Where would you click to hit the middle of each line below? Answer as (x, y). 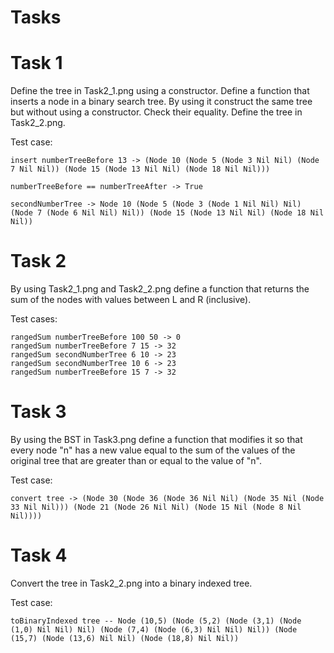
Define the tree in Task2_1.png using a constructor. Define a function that (160, 91)
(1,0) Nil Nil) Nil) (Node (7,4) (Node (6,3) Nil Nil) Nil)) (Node (154, 629)
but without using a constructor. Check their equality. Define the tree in (156, 112)
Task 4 (39, 555)
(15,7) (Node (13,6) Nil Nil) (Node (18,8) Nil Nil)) (125, 638)
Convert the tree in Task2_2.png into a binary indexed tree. (131, 583)
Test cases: (34, 319)
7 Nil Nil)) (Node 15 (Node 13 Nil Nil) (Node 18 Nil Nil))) (140, 169)
